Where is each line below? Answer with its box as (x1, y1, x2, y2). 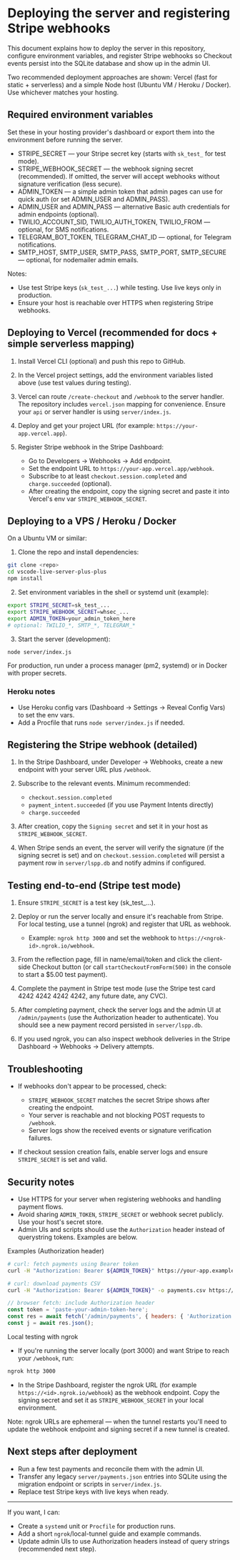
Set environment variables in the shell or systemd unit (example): (17, 588, 209, 596)
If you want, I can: (7, 1508, 61, 1516)
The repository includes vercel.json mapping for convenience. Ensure (17, 399, 226, 408)
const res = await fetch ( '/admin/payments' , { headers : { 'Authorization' (7, 1313, 235, 1320)
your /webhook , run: (17, 1353, 74, 1362)
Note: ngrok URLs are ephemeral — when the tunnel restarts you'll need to (7, 1417, 227, 1426)
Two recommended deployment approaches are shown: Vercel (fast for (7, 73, 218, 81)
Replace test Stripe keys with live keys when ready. (17, 1487, 169, 1496)
